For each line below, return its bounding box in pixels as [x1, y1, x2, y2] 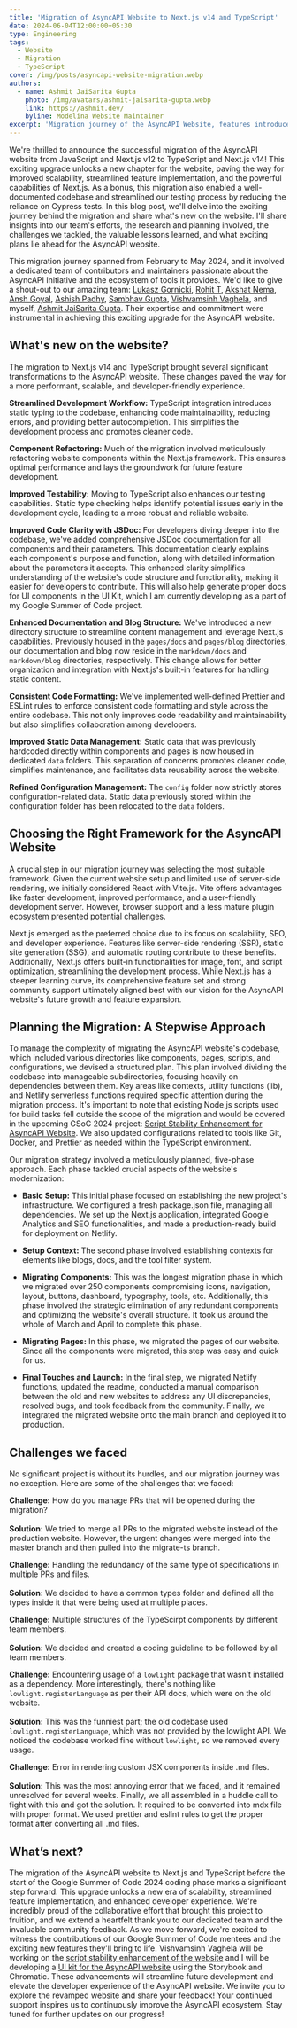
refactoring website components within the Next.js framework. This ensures [9, 452, 286, 463]
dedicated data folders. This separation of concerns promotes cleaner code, [9, 755, 287, 765]
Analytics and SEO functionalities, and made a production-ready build [21, 1218, 277, 1229]
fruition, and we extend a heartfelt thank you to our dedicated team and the [9, 1914, 283, 1925]
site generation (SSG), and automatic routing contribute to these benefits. [9, 946, 277, 958]
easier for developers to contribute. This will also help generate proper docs [9, 581, 286, 591]
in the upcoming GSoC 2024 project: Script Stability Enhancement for [9, 1118, 263, 1129]
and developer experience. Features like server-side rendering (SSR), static [9, 937, 284, 948]
